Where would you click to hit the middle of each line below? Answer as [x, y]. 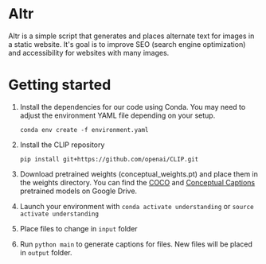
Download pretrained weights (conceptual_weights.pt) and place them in [139, 174]
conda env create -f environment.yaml [84, 130]
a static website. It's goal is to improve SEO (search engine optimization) [127, 44]
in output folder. [46, 252]
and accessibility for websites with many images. [89, 52]
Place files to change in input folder [78, 228]
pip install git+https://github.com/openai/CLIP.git [109, 159]
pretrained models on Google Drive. [78, 191]
